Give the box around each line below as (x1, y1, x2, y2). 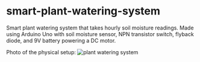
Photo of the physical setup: (6, 48, 77, 55)
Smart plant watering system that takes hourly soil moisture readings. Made (6, 24, 194, 31)
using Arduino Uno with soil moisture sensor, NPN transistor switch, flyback (6, 30, 194, 37)
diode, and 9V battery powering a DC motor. (6, 37, 116, 44)
